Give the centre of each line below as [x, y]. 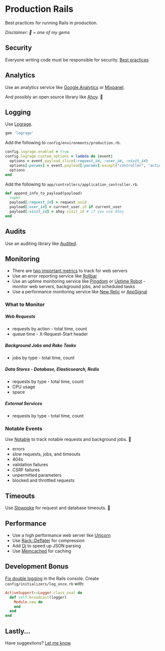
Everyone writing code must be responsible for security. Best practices [77, 60]
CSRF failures [26, 470]
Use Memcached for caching [41, 551]
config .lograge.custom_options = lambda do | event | [59, 157]
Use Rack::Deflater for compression [48, 541]
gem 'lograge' [20, 133]
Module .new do [28, 602]
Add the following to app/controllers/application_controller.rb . [72, 184]
